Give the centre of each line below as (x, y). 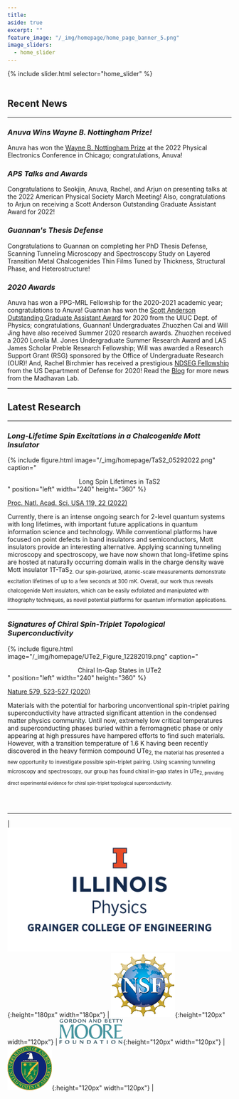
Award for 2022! (31, 212)
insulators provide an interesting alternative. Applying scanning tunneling (115, 547)
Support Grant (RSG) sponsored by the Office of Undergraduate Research (116, 355)
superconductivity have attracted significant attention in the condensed (112, 713)
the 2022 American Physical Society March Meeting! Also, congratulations (116, 197)
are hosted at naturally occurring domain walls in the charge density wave (116, 562)
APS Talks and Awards (47, 174)
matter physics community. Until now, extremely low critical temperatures (115, 720)
